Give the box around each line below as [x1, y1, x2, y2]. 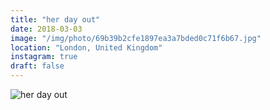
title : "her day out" [10, 14, 101, 25]
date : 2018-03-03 [10, 24, 83, 34]
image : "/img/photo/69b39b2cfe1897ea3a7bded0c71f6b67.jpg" [10, 33, 262, 43]
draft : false [10, 61, 65, 71]
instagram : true [10, 52, 78, 62]
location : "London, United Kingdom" [10, 42, 163, 53]
